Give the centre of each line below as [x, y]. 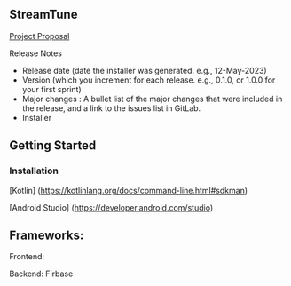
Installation [34, 171]
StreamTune [43, 15]
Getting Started [53, 146]
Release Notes [35, 53]
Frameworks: [47, 235]
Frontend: [27, 257]
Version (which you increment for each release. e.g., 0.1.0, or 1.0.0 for [149, 80]
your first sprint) [51, 89]
